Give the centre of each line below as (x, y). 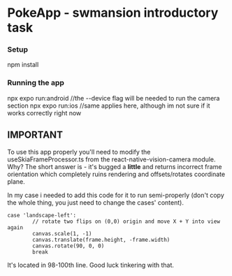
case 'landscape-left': (42, 215)
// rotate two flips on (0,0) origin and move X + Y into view (126, 221)
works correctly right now (44, 112)
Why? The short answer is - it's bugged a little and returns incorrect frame (115, 166)
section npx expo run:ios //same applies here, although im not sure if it (109, 106)
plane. (16, 181)
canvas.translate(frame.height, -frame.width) (101, 240)
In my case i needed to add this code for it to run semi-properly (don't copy (116, 195)
